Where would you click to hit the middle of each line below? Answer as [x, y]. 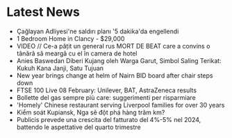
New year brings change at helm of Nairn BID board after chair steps [115, 75]
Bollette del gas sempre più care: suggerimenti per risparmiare [106, 97]
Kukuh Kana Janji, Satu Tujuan [60, 68]
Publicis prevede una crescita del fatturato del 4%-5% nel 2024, [109, 119]
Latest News [43, 12]
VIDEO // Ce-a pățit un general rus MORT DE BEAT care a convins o [113, 46]
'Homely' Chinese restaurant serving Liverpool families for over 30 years [121, 105]
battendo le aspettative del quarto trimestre [78, 127]
